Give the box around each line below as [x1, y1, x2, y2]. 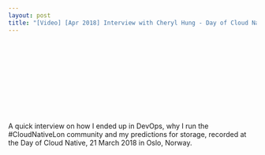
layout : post [8, 11, 51, 20]
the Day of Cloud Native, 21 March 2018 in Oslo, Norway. [8, 138, 192, 147]
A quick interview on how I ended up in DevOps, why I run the [8, 121, 209, 131]
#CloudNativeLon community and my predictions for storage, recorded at [8, 129, 247, 138]
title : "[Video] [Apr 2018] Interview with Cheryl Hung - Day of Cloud [8, 19, 248, 27]
